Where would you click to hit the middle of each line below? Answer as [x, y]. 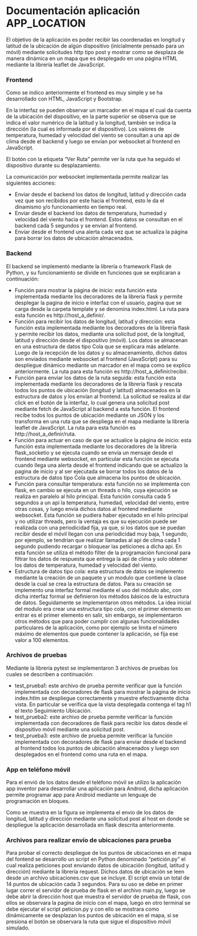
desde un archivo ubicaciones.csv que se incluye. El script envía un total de [98, 878]
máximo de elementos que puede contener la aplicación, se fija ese [96, 634]
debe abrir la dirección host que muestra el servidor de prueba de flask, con [98, 897]
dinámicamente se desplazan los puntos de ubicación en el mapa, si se [92, 915]
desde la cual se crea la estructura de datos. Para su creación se [93, 584]
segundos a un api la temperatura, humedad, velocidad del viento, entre [102, 502]
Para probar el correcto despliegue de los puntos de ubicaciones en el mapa [99, 853]
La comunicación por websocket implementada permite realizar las [87, 177]
